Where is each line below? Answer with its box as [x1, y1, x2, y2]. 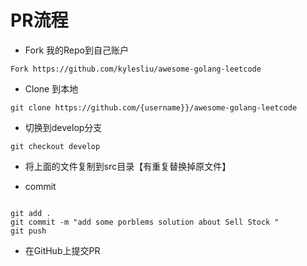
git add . [10, 208, 52, 218]
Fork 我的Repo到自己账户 [24, 44, 129, 56]
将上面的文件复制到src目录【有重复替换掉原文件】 [24, 160, 232, 172]
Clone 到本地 [24, 82, 79, 95]
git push [10, 226, 47, 236]
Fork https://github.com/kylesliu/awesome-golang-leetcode [10, 64, 262, 74]
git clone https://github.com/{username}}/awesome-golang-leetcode [10, 102, 298, 113]
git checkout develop [10, 141, 101, 151]
